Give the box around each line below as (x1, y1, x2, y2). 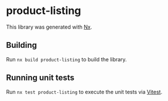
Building (6, 40, 37, 50)
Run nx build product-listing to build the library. (6, 55, 127, 62)
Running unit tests (6, 73, 75, 83)
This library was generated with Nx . (6, 23, 92, 30)
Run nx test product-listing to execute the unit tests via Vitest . (6, 88, 163, 95)
